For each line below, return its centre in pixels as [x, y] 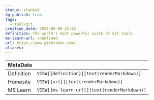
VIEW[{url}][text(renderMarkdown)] [80, 81]
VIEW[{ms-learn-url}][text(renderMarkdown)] [91, 90]
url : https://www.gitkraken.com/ [41, 43]
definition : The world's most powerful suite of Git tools [69, 34]
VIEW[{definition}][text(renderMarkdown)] [89, 73]
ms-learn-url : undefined [32, 39]
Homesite [19, 82]
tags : [11, 19]
